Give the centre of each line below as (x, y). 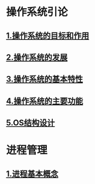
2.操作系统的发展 (37, 57)
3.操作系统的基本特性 (45, 79)
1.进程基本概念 (32, 174)
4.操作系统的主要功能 (45, 101)
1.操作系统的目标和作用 (48, 36)
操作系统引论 (37, 12)
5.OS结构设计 (30, 123)
